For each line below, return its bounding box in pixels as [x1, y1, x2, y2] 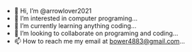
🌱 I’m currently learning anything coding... [13, 22, 137, 30]
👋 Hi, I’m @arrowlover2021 [13, 7, 92, 15]
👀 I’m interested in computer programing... [13, 14, 138, 22]
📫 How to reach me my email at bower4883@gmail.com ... [13, 37, 186, 45]
